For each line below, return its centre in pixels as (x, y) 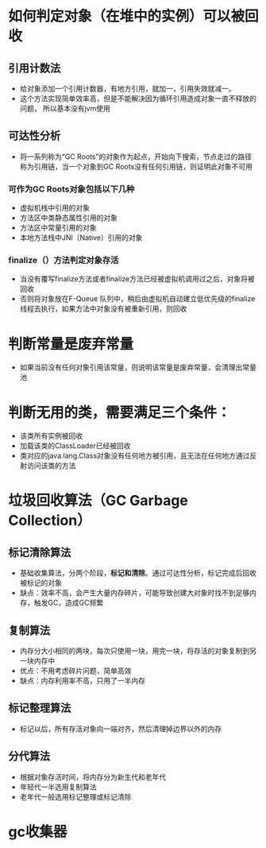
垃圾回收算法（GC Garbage (98, 501)
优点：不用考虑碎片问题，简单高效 (75, 671)
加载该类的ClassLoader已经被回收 (75, 446)
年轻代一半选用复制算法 (58, 787)
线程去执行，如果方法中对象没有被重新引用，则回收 (103, 309)
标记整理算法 (40, 708)
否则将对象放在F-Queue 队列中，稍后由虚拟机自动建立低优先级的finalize (137, 299)
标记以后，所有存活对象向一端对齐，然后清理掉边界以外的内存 (121, 729)
